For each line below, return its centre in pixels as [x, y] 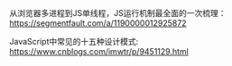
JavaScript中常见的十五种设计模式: [74, 41]
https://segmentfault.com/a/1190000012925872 [98, 23]
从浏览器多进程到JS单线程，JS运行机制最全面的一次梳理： [118, 13]
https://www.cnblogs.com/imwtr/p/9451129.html [99, 51]
